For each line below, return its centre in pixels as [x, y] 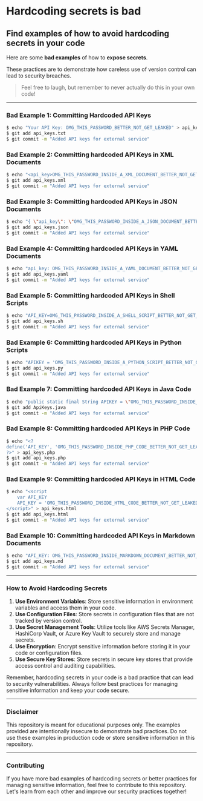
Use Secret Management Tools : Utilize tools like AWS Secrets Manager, [105, 627]
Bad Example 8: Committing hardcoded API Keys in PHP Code [98, 428]
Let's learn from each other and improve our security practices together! [97, 791]
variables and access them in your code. [66, 608]
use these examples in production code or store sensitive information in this [101, 738]
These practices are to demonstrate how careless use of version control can [101, 69]
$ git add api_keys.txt [36, 134]
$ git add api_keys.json [37, 228]
